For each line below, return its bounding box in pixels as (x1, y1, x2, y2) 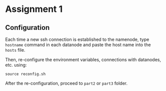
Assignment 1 (5, 3, 63, 15)
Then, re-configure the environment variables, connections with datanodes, (5, 57, 161, 63)
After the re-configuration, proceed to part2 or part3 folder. (5, 81, 128, 86)
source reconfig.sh (5, 72, 46, 77)
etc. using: (5, 62, 27, 68)
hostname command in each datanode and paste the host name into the (5, 42, 151, 48)
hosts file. (5, 47, 25, 53)
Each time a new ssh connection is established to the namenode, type (5, 36, 149, 42)
